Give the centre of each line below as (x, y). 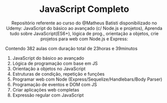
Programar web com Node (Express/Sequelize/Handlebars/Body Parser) (87, 79)
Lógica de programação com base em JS (55, 63)
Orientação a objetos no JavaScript (49, 69)
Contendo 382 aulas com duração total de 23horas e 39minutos (71, 48)
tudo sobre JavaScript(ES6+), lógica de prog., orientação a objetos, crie (84, 33)
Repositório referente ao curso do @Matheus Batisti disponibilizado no (84, 23)
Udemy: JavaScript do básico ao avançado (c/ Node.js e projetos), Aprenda (84, 28)
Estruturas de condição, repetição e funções (58, 74)
